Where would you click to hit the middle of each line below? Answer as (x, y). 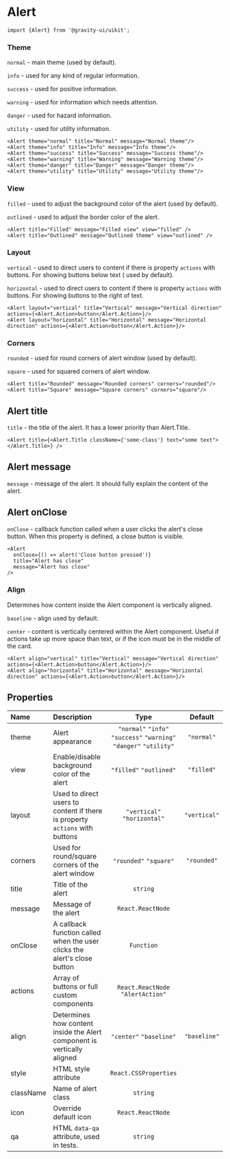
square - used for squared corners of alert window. (79, 372)
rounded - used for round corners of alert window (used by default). (102, 358)
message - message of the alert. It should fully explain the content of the (108, 483)
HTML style (72, 1068)
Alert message (39, 467)
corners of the (76, 865)
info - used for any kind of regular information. (73, 75)
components (73, 1003)
